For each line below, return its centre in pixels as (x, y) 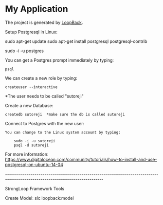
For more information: (27, 154)
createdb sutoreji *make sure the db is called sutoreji (65, 114)
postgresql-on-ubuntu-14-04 (34, 165)
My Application (36, 9)
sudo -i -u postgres (24, 51)
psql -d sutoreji (31, 145)
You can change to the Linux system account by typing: (63, 132)
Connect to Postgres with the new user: (45, 123)
